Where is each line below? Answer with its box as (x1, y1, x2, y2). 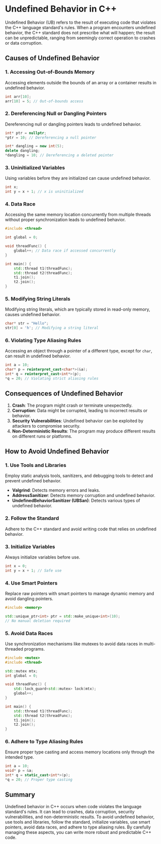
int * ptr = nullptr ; (5, 130, 47, 135)
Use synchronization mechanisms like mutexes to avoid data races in (5, 641, 143, 647)
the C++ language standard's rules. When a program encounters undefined (5, 24, 156, 30)
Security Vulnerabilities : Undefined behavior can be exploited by (12, 418, 144, 424)
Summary (5, 791, 35, 799)
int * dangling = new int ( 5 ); (5, 144, 64, 149)
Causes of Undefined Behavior (5, 54, 100, 63)
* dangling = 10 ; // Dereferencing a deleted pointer (5, 153, 114, 158)
